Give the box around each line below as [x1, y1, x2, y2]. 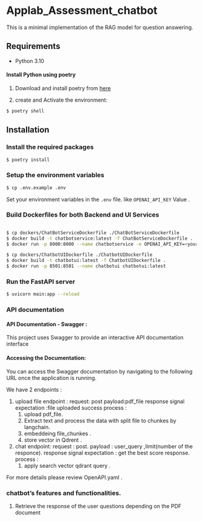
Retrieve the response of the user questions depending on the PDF [14, 502, 182, 510]
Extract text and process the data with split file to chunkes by [24, 417, 176, 424]
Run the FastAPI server [6, 278, 76, 286]
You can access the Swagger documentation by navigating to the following [6, 367, 193, 375]
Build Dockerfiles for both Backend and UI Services [6, 211, 159, 219]
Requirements [6, 41, 60, 51]
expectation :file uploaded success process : [14, 404, 127, 411]
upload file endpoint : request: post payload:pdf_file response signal [14, 398, 185, 405]
